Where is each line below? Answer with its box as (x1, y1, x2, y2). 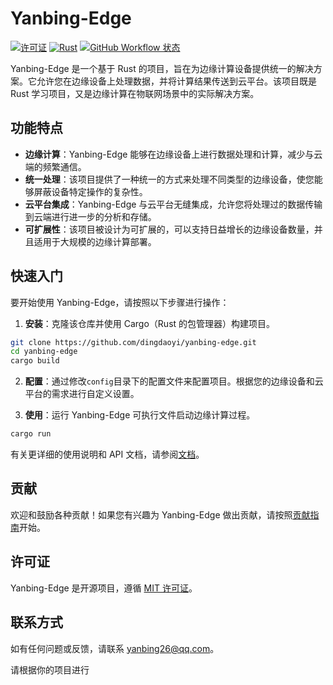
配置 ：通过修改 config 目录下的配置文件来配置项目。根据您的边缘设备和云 (24, 375, 324, 387)
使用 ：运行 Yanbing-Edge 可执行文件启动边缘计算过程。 (24, 409, 256, 421)
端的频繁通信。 (24, 160, 87, 172)
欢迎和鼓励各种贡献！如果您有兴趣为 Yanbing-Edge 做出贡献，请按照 (10, 508, 293, 521)
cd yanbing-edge (10, 347, 78, 357)
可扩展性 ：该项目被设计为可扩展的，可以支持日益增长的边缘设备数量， (24, 223, 315, 235)
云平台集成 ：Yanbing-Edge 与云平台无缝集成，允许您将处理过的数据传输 (24, 198, 323, 210)
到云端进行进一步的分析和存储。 (24, 210, 157, 222)
